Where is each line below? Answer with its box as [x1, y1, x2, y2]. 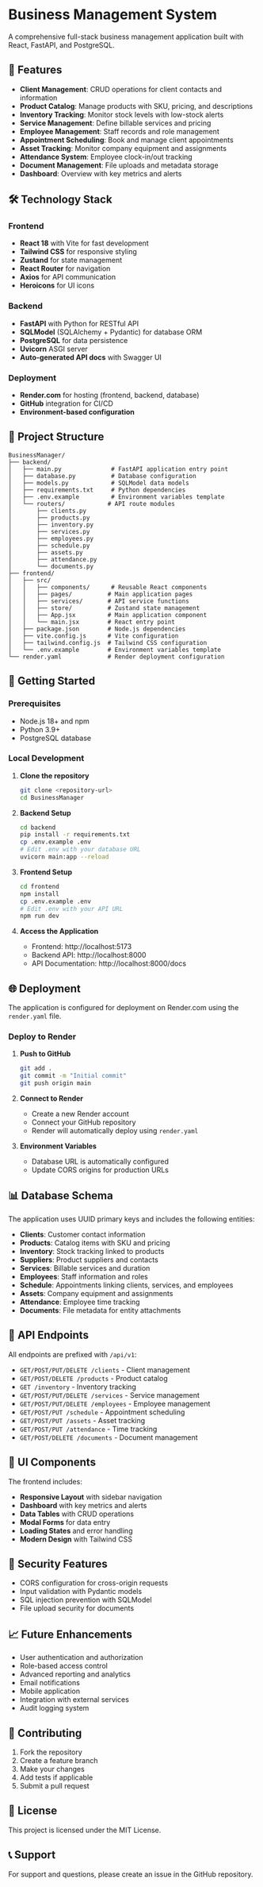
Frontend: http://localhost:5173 [31, 942, 132, 951]
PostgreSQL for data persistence [19, 335, 128, 345]
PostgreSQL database [19, 733, 92, 743]
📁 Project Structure [8, 430, 105, 444]
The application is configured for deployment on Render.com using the [8, 1003, 239, 1013]
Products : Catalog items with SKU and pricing [19, 1237, 170, 1248]
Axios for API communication [19, 272, 116, 282]
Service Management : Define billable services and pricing [19, 118, 212, 128]
